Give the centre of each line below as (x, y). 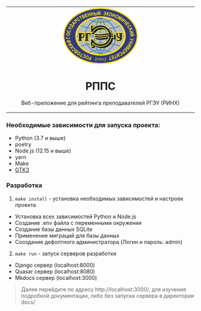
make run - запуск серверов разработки (66, 253)
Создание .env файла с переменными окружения (78, 222)
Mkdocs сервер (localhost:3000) (56, 278)
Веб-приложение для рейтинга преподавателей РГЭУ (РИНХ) (100, 103)
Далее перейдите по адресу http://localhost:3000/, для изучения (103, 289)
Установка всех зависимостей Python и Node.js (75, 217)
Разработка (24, 185)
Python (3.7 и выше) (40, 138)
